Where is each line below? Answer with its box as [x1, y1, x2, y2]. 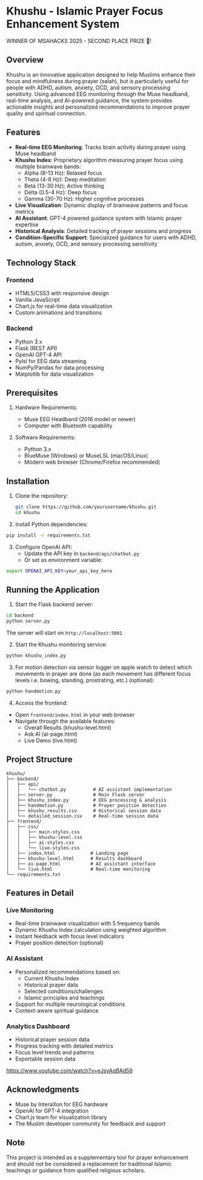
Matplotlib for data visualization [15, 370, 94, 378]
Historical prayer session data [15, 1036, 90, 1043]
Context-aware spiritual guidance [15, 1006, 99, 1014]
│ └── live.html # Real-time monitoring [6, 866, 150, 872]
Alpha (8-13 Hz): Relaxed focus [24, 169, 102, 177]
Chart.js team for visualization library [15, 1113, 107, 1121]
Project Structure [6, 754, 73, 765]
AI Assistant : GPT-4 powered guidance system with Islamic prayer [15, 214, 182, 222]
